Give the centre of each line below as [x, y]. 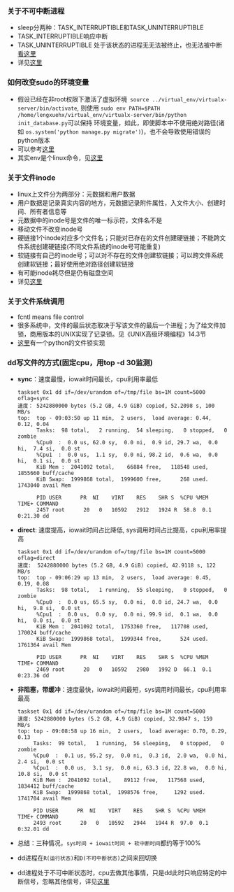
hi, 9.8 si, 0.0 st [49, 609]
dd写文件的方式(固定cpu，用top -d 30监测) [80, 363]
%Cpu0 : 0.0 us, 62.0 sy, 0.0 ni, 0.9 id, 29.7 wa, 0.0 [127, 443]
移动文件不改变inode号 [50, 229]
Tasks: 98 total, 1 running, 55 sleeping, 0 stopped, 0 [132, 590]
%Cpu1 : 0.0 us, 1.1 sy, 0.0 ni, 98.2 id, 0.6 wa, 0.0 [127, 455]
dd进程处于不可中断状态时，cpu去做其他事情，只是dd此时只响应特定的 [119, 873]
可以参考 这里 [36, 149]
